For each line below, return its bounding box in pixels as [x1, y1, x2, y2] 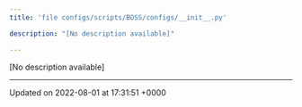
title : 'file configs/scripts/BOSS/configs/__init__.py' [9, 12, 227, 22]
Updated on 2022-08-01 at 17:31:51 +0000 [9, 86, 166, 98]
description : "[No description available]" [9, 29, 175, 38]
